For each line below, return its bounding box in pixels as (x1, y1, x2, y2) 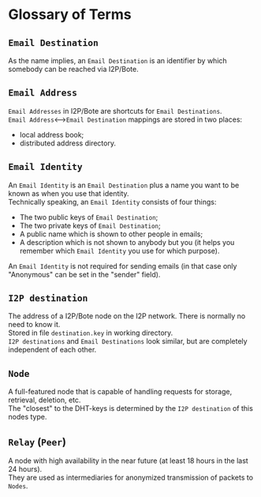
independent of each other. (8, 345, 97, 355)
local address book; (19, 130, 84, 139)
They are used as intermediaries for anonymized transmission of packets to (8, 473, 254, 483)
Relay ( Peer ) (8, 435, 67, 448)
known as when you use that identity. (8, 188, 129, 198)
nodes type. (8, 412, 47, 422)
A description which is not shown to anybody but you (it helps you (19, 237, 235, 247)
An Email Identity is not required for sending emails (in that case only (8, 261, 237, 270)
